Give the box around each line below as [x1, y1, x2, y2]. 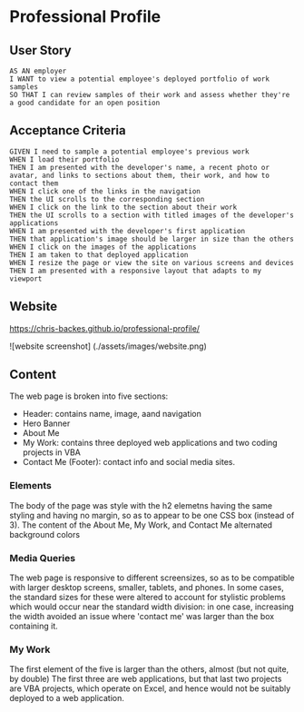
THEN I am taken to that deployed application [9, 250, 189, 260]
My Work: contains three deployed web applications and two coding [22, 438, 279, 449]
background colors [9, 529, 80, 539]
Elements [9, 480, 53, 492]
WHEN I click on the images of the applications [9, 242, 197, 252]
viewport [9, 274, 43, 283]
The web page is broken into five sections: [9, 391, 169, 401]
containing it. [9, 620, 59, 632]
